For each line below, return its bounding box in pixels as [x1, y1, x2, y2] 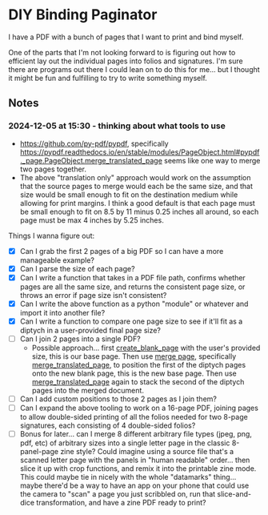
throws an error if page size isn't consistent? [19, 290, 167, 300]
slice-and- [217, 489, 252, 499]
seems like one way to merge [163, 155, 261, 165]
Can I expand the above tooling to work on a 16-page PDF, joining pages [19, 403, 258, 413]
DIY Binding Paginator [8, 6, 158, 24]
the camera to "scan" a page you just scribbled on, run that [19, 489, 216, 499]
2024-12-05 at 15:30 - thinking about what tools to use [8, 120, 226, 131]
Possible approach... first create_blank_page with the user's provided [31, 343, 261, 352]
